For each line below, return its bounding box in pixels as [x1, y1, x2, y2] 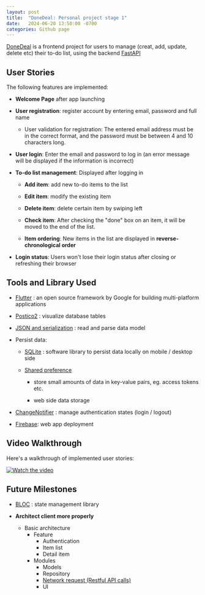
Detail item [42, 550, 70, 558]
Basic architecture [24, 524, 70, 531]
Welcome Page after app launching [15, 96, 105, 103]
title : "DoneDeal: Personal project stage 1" [6, 15, 127, 21]
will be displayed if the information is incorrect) [15, 157, 134, 164]
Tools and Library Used [6, 277, 97, 288]
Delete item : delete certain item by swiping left [24, 205, 143, 212]
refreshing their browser [15, 260, 76, 267]
